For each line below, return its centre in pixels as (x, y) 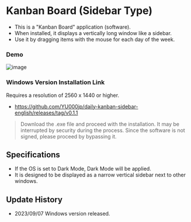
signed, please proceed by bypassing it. (68, 136)
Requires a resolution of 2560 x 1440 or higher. (63, 95)
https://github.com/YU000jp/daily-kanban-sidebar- (76, 106)
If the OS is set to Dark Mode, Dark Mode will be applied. (83, 169)
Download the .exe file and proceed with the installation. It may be (100, 124)
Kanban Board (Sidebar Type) (79, 11)
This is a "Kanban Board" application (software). (73, 27)
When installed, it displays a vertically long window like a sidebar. (93, 33)
